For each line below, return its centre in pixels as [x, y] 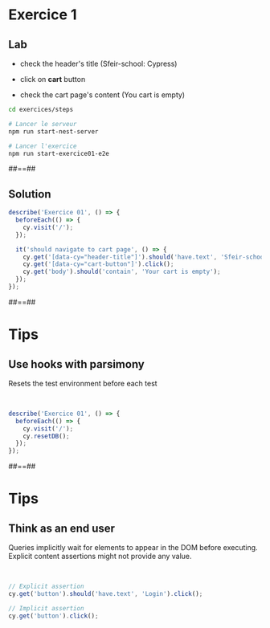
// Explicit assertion [46, 587]
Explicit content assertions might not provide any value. [100, 557]
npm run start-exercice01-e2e [59, 153]
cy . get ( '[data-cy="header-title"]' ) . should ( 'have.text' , [120, 257]
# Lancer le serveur [43, 124]
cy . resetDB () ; [46, 436]
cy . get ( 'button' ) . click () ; [53, 616]
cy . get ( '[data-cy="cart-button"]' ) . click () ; [98, 264]
